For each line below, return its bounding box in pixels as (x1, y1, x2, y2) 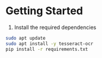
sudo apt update (5, 35, 46, 41)
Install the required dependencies (14, 24, 97, 31)
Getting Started (5, 4, 84, 18)
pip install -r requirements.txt (5, 46, 88, 52)
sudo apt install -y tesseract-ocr (5, 40, 94, 47)
